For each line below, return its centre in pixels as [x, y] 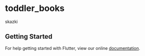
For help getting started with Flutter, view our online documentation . [72, 48]
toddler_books [35, 8]
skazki [11, 22]
